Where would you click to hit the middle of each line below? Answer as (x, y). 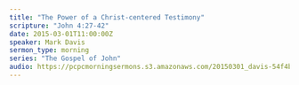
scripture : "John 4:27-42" (59, 26)
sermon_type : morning (49, 50)
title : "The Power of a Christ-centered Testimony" (107, 17)
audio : (21, 67)
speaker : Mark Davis (48, 42)
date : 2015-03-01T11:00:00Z (61, 34)
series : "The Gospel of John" (65, 58)
